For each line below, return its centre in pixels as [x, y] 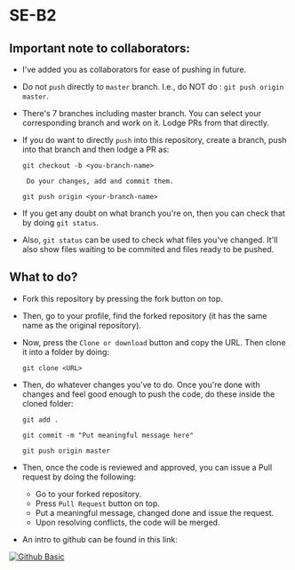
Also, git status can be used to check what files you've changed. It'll [150, 240]
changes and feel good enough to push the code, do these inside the [148, 394]
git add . [40, 420]
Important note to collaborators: [100, 48]
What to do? [44, 277]
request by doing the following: [79, 477]
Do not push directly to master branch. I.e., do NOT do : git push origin [153, 87]
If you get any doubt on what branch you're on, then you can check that [154, 213]
